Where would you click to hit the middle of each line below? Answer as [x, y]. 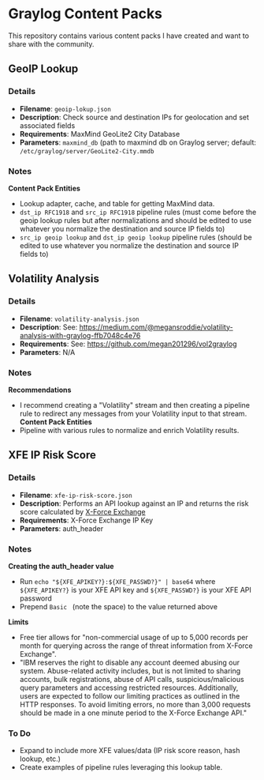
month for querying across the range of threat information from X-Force [136, 646]
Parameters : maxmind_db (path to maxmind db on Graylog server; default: [138, 142]
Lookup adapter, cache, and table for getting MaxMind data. [117, 203]
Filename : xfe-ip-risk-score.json [76, 495]
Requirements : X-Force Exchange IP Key [86, 520]
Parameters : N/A [47, 352]
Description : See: [48, 327]
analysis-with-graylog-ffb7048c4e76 [80, 335]
